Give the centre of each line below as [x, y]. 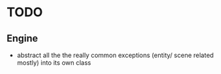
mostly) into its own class [54, 63]
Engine [22, 38]
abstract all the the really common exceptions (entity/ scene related [115, 55]
